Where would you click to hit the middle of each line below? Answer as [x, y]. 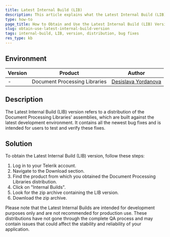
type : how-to [19, 19]
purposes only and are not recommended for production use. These [76, 213]
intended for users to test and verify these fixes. [55, 128]
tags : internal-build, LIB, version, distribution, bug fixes [72, 33]
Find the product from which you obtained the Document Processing [84, 176]
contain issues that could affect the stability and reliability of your [73, 224]
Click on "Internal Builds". [39, 187]
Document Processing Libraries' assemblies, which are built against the [80, 117]
